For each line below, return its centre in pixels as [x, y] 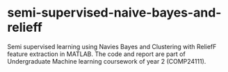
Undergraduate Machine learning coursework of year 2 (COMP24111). [107, 61]
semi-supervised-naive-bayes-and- [114, 13]
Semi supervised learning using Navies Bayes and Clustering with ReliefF [112, 46]
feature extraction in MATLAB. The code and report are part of [96, 54]
